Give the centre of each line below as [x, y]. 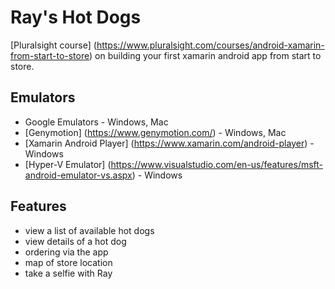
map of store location [68, 262]
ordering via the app [66, 252]
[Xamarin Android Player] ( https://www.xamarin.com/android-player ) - [169, 143]
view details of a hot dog [75, 241]
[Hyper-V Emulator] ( [68, 164]
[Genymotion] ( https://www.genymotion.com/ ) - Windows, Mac [155, 132]
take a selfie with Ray [68, 273]
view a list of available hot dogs [89, 230]
